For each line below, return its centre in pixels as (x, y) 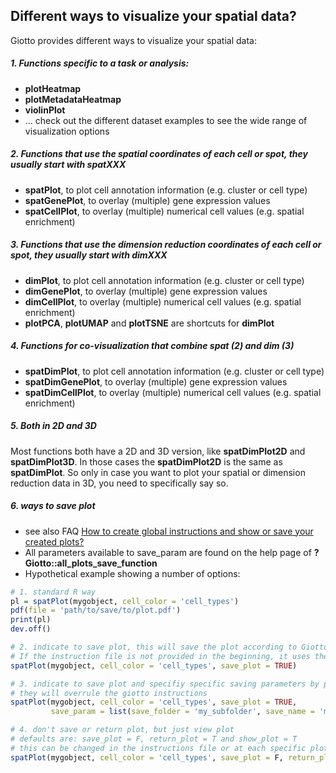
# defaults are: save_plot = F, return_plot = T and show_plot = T (154, 739)
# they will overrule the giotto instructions (109, 693)
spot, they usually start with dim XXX (89, 255)
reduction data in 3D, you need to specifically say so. (119, 483)
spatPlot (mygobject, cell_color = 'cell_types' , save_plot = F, (147, 757)
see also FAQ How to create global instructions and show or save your (169, 531)
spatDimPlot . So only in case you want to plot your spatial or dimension (158, 472)
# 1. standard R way (53, 592)
